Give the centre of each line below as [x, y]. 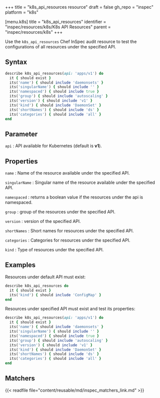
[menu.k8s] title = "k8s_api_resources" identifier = [56, 22]
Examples [20, 265]
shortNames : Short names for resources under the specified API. [70, 231]
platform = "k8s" [22, 12]
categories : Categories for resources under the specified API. [68, 240]
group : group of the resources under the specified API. [60, 212]
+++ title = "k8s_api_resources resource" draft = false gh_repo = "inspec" [79, 7]
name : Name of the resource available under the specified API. [68, 173]
